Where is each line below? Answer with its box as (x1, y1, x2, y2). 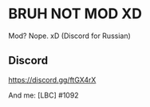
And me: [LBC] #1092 (8, 90, 79, 100)
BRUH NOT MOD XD (8, 5, 142, 23)
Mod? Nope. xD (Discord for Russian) (8, 31, 132, 40)
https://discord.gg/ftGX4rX (8, 75, 97, 84)
